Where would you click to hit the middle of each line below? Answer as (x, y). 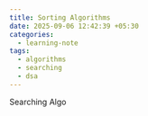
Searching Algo (38, 102)
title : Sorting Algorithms (60, 18)
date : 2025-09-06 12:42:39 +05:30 (74, 26)
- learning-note (48, 43)
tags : (19, 51)
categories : (32, 34)
